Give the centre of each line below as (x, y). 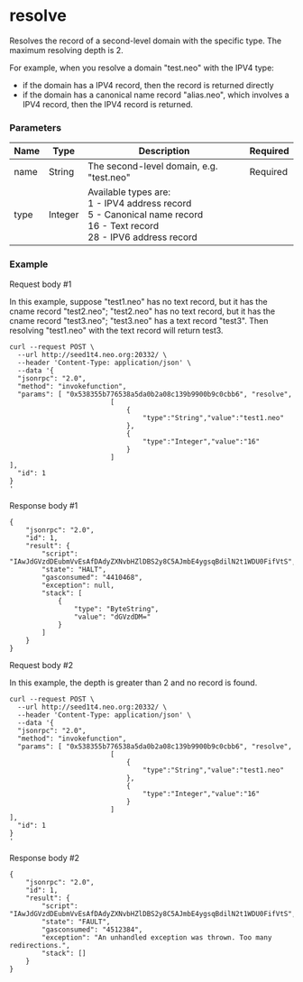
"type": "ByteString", (116, 609)
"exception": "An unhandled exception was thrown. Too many (157, 937)
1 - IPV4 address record (139, 204)
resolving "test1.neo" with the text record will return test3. (116, 330)
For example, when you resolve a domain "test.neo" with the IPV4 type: (142, 68)
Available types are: (129, 192)
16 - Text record (123, 226)
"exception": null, (78, 585)
